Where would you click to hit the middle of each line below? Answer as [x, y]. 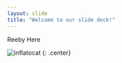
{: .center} [57, 53]
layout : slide [28, 13]
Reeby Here [24, 39]
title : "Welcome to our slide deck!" [61, 20]
